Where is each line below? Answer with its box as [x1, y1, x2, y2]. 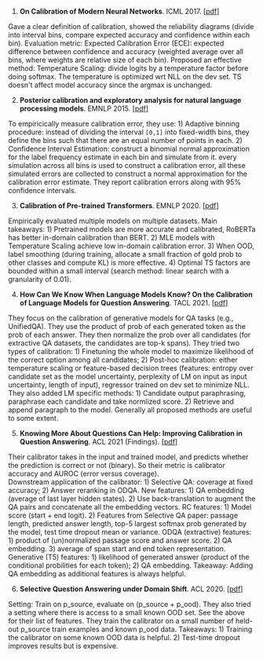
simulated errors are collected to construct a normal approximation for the [8, 169, 247, 178]
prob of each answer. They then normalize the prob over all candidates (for [8, 330, 251, 339]
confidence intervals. [8, 186, 77, 195]
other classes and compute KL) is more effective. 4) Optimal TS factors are [8, 258, 251, 267]
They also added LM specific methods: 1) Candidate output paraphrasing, [8, 389, 246, 397]
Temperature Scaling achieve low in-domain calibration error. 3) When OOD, [8, 241, 255, 250]
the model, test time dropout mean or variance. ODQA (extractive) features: [8, 528, 252, 536]
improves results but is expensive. [8, 642, 119, 650]
